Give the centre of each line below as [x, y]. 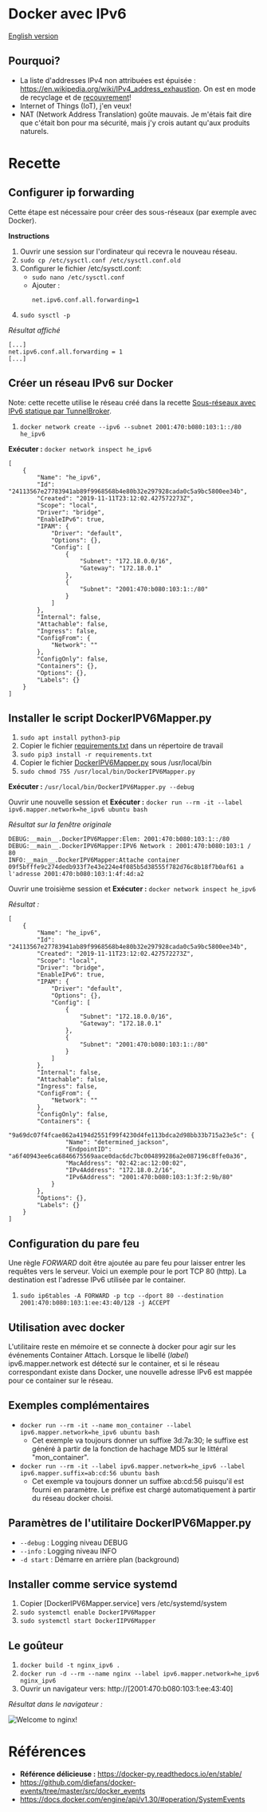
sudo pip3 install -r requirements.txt [86, 755]
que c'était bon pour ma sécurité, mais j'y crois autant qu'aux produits [135, 122]
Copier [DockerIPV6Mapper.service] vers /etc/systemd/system [123, 1604]
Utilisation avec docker [67, 1327]
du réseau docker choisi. [72, 1498]
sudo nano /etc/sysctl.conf [78, 277]
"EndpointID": [88, 1150]
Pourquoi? [35, 61]
